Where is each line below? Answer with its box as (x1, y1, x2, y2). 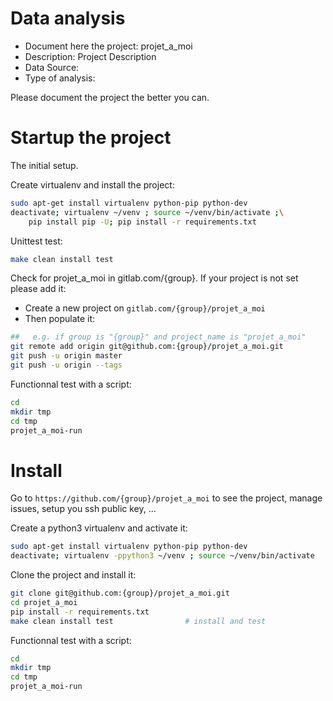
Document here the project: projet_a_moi (24, 40, 193, 52)
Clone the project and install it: (10, 569, 137, 581)
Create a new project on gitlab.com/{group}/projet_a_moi (24, 302, 266, 314)
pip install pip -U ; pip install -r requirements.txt (28, 217, 257, 227)
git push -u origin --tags (10, 360, 123, 370)
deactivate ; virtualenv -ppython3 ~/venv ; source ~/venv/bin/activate (10, 551, 315, 561)
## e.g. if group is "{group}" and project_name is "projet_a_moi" (10, 332, 307, 342)
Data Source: (24, 61, 80, 73)
